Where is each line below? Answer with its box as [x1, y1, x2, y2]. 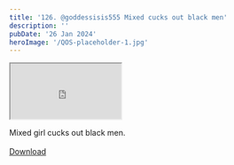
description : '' [9, 21, 69, 30]
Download [9, 146, 47, 157]
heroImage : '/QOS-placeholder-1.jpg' [9, 37, 149, 47]
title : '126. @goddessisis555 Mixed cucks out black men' [9, 12, 228, 22]
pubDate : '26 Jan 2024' [9, 29, 97, 38]
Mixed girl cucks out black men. [9, 128, 126, 138]
